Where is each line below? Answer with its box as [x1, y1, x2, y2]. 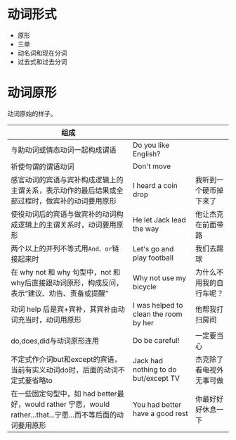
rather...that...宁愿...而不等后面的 [11, 410, 117, 420]
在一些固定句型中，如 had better [11, 389, 117, 398]
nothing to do [132, 364, 177, 374]
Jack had [132, 356, 164, 365]
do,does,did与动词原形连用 [11, 336, 100, 346]
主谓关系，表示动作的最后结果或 [11, 185, 117, 195]
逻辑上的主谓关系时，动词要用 [18, 220, 117, 230]
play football [132, 253, 174, 263]
